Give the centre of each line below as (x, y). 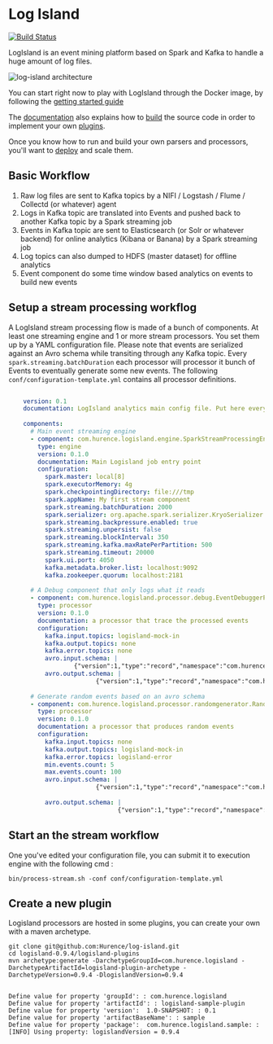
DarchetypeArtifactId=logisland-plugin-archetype (94, 968)
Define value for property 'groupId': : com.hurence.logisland (118, 997)
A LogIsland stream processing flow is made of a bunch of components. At (134, 327)
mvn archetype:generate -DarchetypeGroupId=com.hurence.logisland (123, 961)
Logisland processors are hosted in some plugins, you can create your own (134, 923)
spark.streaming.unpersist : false (103, 530)
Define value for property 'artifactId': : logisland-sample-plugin (127, 1004)
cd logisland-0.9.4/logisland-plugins (74, 954)
